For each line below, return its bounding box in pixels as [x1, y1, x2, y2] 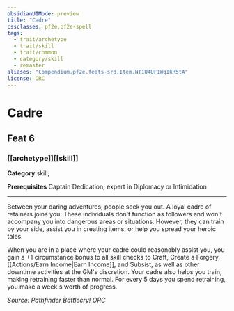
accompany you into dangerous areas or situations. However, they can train [7, 217, 224, 226]
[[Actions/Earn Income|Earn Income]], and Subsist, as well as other [7, 260, 200, 269]
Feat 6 [7, 132, 35, 144]
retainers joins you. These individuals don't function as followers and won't [7, 210, 223, 218]
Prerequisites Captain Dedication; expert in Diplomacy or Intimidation [7, 182, 208, 191]
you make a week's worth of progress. [7, 282, 118, 291]
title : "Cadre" [7, 17, 52, 24]
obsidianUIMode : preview [7, 10, 79, 17]
